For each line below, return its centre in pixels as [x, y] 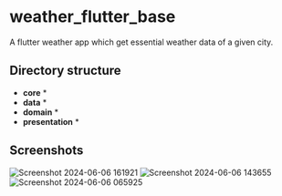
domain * [41, 112]
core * [35, 92]
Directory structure [65, 71]
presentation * [51, 121]
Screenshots [47, 151]
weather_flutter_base [93, 17]
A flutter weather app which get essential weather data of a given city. [141, 42]
